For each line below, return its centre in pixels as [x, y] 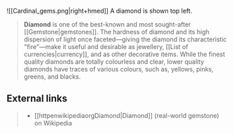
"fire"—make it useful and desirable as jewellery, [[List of [106, 47]
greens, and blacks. [52, 76]
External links [37, 99]
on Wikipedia [53, 123]
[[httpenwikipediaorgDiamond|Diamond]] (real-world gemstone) [127, 115]
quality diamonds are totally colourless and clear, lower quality [114, 62]
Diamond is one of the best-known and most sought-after [107, 24]
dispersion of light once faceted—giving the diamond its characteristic [125, 39]
